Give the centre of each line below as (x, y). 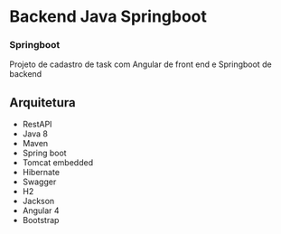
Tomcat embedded (57, 163)
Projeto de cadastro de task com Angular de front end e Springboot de (141, 64)
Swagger (39, 182)
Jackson (38, 201)
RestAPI (37, 125)
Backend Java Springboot (108, 17)
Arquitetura (42, 103)
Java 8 (35, 134)
